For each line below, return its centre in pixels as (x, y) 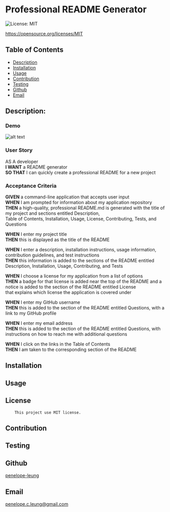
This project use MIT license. (48, 412)
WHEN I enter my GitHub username (43, 302)
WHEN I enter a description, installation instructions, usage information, (81, 250)
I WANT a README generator (36, 167)
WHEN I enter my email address (39, 323)
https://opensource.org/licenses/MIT (44, 33)
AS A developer (22, 161)
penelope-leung (22, 476)
